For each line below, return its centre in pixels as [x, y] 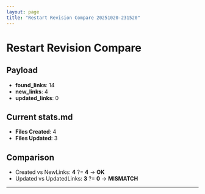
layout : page [23, 12]
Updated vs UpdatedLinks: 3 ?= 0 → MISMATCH [77, 179]
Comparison [31, 157]
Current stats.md [40, 117]
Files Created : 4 [36, 132]
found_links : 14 [35, 85]
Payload [22, 70]
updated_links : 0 [37, 98]
